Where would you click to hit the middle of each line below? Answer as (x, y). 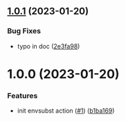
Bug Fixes (24, 31)
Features (22, 95)
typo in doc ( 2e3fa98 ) (48, 46)
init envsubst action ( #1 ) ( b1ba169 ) (66, 111)
